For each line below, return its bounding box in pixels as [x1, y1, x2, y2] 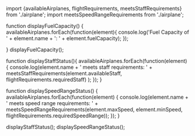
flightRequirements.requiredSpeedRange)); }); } [6, 112, 120, 119]
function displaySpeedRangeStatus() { [6, 88, 98, 94]
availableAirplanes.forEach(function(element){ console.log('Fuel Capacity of [6, 29, 190, 36]
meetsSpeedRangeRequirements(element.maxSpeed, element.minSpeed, [6, 106, 183, 113]
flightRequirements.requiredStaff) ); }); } [6, 76, 102, 83]
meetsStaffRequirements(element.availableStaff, [6, 70, 123, 76]
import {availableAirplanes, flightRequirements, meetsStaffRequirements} [6, 5, 182, 12]
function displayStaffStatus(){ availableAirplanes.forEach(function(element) [6, 58, 187, 64]
